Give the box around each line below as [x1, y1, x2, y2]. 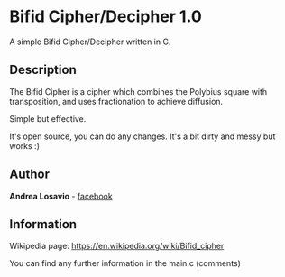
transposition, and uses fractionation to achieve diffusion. [9, 96, 224, 106]
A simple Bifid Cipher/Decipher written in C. [9, 36, 171, 47]
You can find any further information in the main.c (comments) [9, 258, 242, 269]
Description [9, 62, 77, 78]
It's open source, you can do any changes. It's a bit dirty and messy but [9, 131, 276, 142]
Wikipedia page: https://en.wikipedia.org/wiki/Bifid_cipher [9, 241, 225, 252]
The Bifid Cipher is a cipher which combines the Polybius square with [9, 86, 268, 97]
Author [9, 167, 50, 182]
